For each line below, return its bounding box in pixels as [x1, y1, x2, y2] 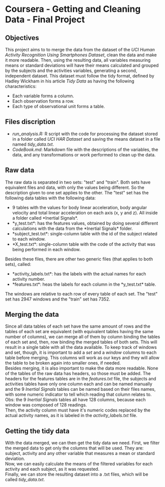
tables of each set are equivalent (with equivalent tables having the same [5, 329, 154, 335]
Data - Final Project [5, 14, 85, 25]
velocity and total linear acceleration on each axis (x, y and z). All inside [12, 210, 158, 216]
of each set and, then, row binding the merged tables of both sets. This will [5, 339, 158, 345]
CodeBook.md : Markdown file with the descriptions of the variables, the [12, 147, 159, 152]
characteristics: [5, 83, 37, 89]
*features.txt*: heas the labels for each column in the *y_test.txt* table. [12, 281, 157, 287]
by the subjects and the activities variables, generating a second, [5, 68, 137, 74]
